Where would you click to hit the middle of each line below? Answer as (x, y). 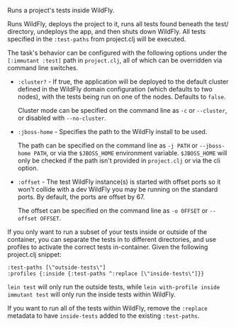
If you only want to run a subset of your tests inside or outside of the (107, 232)
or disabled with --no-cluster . (62, 118)
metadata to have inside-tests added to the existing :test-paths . (103, 316)
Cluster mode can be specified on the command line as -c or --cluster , (122, 110)
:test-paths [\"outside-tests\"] (57, 267)
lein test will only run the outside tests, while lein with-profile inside (114, 287)
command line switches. (43, 68)
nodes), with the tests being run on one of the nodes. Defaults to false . (122, 96)
